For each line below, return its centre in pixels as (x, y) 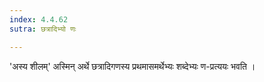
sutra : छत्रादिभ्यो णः (43, 29)
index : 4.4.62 (39, 19)
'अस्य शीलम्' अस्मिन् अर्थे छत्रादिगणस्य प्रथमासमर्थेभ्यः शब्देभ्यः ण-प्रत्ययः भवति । (132, 66)
